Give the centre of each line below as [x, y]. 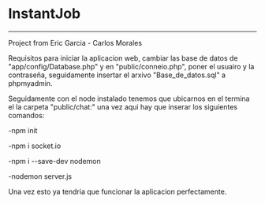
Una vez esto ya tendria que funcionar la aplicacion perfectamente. [118, 191]
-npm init [23, 130]
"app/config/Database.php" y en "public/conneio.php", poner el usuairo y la [131, 66]
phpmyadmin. [30, 83]
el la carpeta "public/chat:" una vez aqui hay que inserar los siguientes [123, 106]
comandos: [26, 115]
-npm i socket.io [35, 146]
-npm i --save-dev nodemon [54, 161]
